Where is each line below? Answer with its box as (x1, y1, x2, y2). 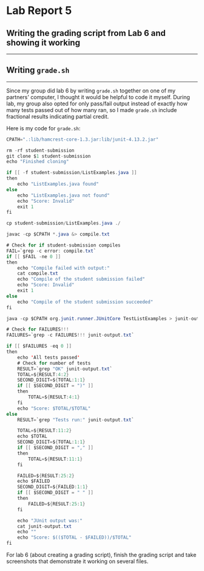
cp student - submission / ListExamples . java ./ (6, 220, 121, 226)
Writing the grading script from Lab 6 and (6, 28, 166, 38)
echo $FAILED (17, 478, 50, 485)
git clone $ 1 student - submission (6, 153, 91, 159)
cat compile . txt (17, 270, 59, 277)
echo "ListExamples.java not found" (17, 192, 110, 198)
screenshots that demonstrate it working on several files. (6, 558, 149, 565)
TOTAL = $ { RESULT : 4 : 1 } (28, 394, 80, 401)
